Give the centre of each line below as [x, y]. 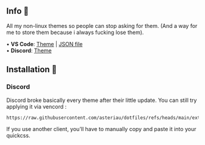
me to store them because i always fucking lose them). [75, 32]
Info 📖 [18, 11]
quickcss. [18, 135]
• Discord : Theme [29, 50]
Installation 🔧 [32, 69]
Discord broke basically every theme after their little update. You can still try [102, 100]
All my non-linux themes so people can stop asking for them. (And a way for [102, 25]
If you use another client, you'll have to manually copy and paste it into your [101, 129]
